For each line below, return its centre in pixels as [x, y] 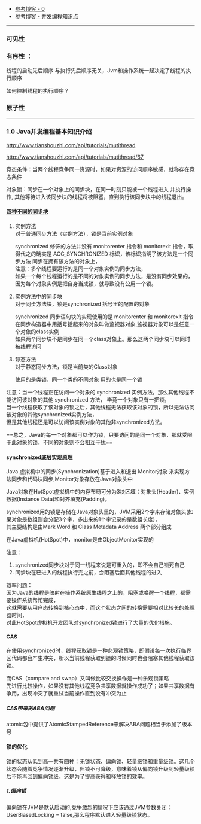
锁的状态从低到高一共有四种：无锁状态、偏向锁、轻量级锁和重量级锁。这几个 [100, 761]
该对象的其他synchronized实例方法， [52, 415]
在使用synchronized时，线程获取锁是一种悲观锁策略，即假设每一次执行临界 [99, 650]
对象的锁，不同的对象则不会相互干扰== [65, 442]
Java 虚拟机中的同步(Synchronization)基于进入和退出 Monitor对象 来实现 [95, 472]
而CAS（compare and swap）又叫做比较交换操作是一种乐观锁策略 [88, 679]
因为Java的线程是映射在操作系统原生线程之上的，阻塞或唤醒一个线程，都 [96, 593]
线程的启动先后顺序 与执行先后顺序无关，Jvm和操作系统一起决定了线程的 [96, 71]
